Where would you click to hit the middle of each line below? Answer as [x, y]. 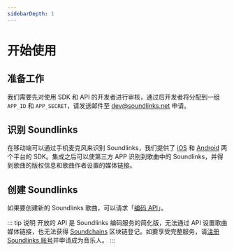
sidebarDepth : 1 [31, 14]
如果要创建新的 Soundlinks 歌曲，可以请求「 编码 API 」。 [87, 208]
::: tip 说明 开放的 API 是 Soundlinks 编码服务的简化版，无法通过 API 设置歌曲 [117, 223]
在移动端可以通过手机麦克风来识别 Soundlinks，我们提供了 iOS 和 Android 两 [117, 148]
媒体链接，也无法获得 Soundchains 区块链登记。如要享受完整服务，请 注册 [114, 231]
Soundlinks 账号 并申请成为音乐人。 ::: [61, 240]
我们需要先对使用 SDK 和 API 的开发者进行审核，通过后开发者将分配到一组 [114, 97]
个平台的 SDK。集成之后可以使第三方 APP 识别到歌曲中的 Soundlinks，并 [112, 157]
